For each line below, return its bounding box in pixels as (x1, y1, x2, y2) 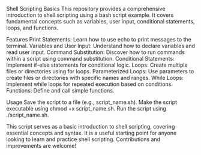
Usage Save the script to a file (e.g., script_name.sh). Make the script (6, 99, 178, 106)
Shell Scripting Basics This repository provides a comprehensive (6, 5, 166, 12)
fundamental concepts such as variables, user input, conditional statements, (6, 18, 195, 25)
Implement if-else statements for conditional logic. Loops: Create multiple (6, 61, 188, 68)
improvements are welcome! (6, 142, 77, 149)
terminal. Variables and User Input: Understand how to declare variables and (6, 42, 195, 49)
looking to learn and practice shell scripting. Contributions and (6, 136, 161, 143)
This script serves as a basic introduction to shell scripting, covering (6, 123, 175, 130)
